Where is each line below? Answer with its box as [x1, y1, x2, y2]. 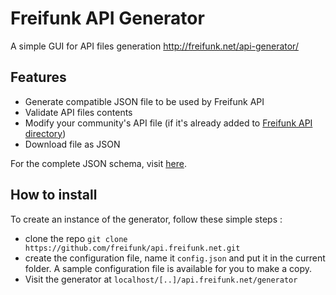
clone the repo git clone [24, 232, 128, 244]
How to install [10, 187, 98, 204]
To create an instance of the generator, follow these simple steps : [10, 213, 283, 225]
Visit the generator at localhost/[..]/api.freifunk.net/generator [24, 273, 298, 285]
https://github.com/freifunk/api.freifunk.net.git [24, 243, 241, 253]
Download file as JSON [24, 138, 121, 150]
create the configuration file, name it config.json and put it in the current [24, 252, 326, 264]
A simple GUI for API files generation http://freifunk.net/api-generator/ [10, 40, 299, 52]
